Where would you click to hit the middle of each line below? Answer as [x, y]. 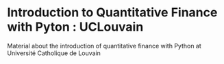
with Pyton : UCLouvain [75, 27]
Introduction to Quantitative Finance [112, 13]
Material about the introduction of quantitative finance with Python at [104, 46]
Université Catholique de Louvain [54, 53]
